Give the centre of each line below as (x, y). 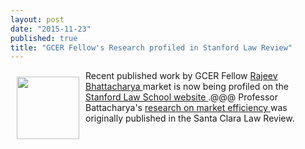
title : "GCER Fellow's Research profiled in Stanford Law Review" (151, 47)
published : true (44, 38)
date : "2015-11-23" (51, 29)
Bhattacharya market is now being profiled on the (187, 87)
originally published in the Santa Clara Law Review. (190, 118)
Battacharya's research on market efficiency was (186, 108)
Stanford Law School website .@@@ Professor (181, 97)
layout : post (37, 19)
